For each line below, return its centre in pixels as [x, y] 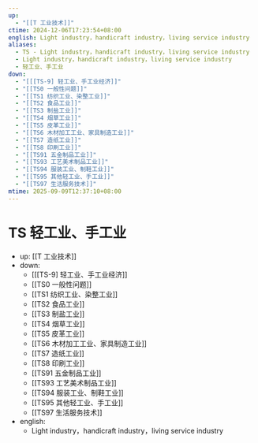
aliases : [22, 45]
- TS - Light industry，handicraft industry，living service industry [133, 52]
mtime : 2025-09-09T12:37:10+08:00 [65, 191]
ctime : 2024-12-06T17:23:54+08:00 [65, 30]
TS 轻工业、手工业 [67, 233]
